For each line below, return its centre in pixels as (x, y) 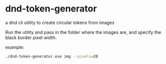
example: (15, 47)
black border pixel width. (31, 37)
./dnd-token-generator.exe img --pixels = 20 (52, 56)
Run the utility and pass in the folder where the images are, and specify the (83, 32)
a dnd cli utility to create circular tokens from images (60, 22)
